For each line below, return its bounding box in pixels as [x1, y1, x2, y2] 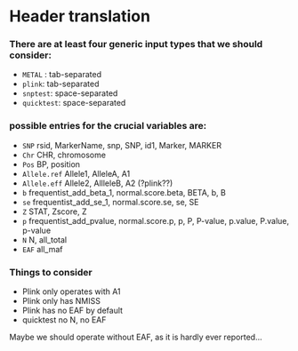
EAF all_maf [21, 243, 64, 254]
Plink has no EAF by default [21, 305, 123, 316]
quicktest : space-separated [21, 98, 126, 108]
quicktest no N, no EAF [21, 315, 107, 325]
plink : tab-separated [21, 78, 100, 90]
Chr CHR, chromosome [21, 149, 107, 160]
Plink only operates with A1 [21, 286, 122, 297]
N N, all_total [21, 234, 68, 245]
